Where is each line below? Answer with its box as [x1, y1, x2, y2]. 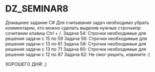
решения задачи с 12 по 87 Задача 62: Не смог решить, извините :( [5, 51, 150, 57]
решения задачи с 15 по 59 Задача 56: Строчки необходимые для [5, 35, 147, 41]
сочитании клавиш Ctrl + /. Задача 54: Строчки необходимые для [5, 30, 146, 36]
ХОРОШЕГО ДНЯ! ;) [5, 61, 47, 67]
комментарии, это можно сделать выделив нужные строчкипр [5, 24, 141, 30]
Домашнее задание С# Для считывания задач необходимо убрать [5, 19, 149, 25]
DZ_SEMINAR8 [5, 3, 69, 14]
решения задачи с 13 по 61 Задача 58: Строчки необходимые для [5, 40, 146, 46]
